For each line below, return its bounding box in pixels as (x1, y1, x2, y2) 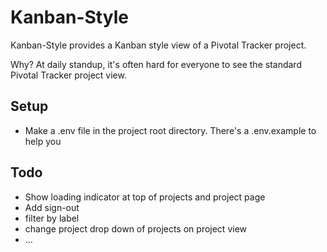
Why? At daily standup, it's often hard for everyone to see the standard (10, 58, 302, 70)
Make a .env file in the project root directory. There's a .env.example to (24, 124, 317, 136)
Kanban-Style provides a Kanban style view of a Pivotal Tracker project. (10, 39, 307, 51)
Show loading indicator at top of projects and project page (24, 191, 266, 203)
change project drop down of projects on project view (24, 222, 248, 235)
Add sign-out (24, 201, 80, 213)
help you (24, 135, 62, 147)
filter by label (24, 212, 80, 224)
